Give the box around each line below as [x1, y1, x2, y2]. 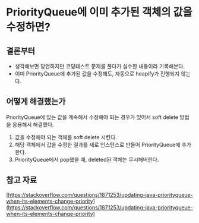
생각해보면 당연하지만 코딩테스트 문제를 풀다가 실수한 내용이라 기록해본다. [14, 63, 185, 70]
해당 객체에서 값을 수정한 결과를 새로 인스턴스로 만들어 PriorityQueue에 [14, 141, 181, 148]
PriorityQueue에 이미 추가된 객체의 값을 [6, 5, 193, 19]
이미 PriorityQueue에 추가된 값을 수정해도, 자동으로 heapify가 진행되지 [14, 70, 180, 77]
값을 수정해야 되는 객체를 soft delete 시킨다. [14, 133, 117, 140]
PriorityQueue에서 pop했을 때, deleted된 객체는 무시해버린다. [14, 156, 159, 163]
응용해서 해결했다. [12, 121, 54, 128]
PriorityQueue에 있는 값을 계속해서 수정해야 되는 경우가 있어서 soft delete [6, 114, 179, 121]
